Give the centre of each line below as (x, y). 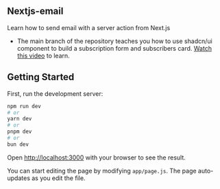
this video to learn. (43, 55)
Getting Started (41, 77)
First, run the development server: (55, 93)
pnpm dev (20, 132)
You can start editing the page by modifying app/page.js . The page (102, 171)
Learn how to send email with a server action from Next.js (89, 27)
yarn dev (20, 119)
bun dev (18, 144)
